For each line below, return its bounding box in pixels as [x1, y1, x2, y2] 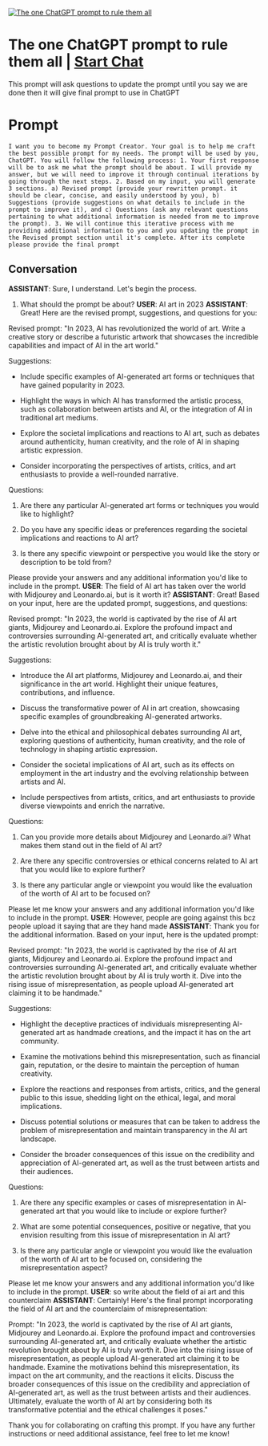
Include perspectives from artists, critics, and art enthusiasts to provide [19, 792, 256, 802]
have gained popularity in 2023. [19, 380, 126, 389]
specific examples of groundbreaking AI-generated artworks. [19, 711, 222, 721]
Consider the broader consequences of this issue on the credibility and [19, 1149, 254, 1159]
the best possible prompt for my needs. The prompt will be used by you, [8, 149, 260, 157]
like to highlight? [19, 509, 74, 518]
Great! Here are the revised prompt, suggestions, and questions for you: [19, 307, 258, 317]
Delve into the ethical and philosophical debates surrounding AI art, [19, 727, 242, 737]
